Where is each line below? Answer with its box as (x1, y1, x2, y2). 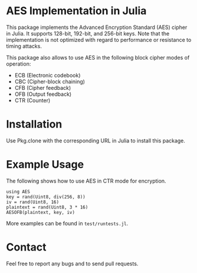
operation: (6, 60, 31, 67)
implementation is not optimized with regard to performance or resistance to (6, 36, 192, 43)
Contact (6, 240, 47, 253)
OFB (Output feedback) (14, 90, 72, 97)
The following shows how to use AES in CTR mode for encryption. (6, 177, 166, 184)
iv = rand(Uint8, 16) (6, 199, 60, 205)
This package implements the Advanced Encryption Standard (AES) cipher (6, 24, 188, 31)
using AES (6, 188, 31, 194)
